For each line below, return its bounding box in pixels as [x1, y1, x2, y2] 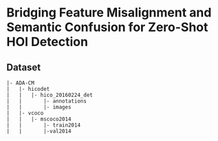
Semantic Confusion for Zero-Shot [6, 19, 208, 35]
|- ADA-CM [6, 80, 35, 87]
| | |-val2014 [6, 128, 72, 135]
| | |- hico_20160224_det [6, 91, 94, 98]
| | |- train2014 [6, 122, 80, 129]
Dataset [6, 61, 41, 73]
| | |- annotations [6, 98, 87, 105]
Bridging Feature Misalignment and [6, 5, 212, 21]
